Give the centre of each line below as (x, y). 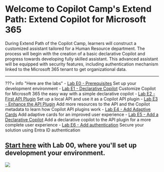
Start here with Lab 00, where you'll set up (71, 145)
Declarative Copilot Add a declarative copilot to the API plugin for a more (78, 119)
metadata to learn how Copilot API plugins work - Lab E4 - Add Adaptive (78, 109)
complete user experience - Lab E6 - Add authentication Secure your (74, 125)
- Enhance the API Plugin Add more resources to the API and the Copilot (78, 104)
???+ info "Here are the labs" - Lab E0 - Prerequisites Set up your (71, 83)
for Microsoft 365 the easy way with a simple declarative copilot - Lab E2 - (80, 93)
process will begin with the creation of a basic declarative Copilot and (75, 54)
